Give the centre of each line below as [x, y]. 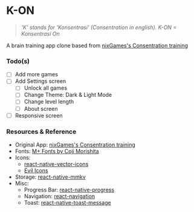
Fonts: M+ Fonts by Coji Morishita [57, 151]
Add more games [37, 75]
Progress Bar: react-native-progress [69, 190]
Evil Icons [36, 170]
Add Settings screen [40, 81]
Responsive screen [39, 115]
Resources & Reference [41, 131]
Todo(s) [18, 61]
